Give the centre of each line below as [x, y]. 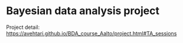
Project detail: [23, 27]
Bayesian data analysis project [83, 11]
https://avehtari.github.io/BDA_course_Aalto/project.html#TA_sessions [91, 33]
